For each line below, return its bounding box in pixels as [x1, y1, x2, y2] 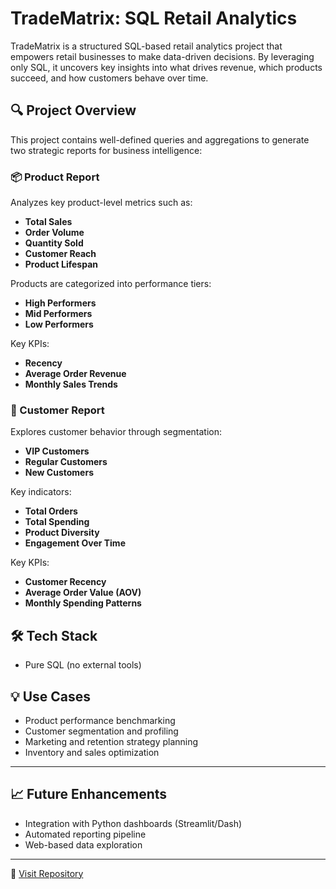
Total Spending [24, 516, 90, 528]
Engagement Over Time [24, 537, 126, 549]
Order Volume [24, 227, 85, 239]
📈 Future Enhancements [10, 786, 168, 803]
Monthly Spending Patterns [24, 597, 142, 609]
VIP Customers [24, 445, 90, 457]
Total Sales [24, 216, 73, 228]
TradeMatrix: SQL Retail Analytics [10, 7, 298, 30]
